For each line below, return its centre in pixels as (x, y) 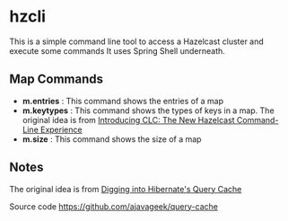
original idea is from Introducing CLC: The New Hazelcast (128, 119)
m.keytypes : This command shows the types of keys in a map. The (148, 110)
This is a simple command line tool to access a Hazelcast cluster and (137, 41)
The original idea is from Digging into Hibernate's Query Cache (126, 189)
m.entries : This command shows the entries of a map (123, 101)
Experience (61, 129)
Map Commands (56, 80)
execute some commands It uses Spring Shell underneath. (118, 50)
